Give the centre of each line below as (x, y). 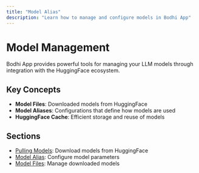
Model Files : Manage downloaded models (67, 163)
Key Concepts (33, 89)
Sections (23, 136)
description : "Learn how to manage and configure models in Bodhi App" (99, 18)
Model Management (58, 47)
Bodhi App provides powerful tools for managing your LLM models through (100, 64)
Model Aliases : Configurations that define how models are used (95, 111)
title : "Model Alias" (34, 12)
